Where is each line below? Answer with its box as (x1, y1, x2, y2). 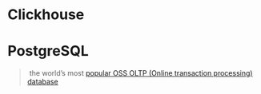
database (26, 77, 58, 87)
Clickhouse (7, 6, 85, 24)
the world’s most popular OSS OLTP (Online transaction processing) (29, 69, 253, 78)
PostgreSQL (7, 42, 89, 61)
